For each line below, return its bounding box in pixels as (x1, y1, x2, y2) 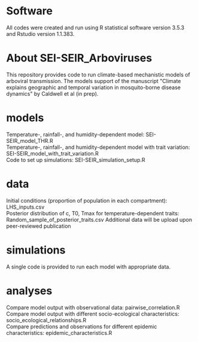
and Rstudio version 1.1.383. (6, 30, 75, 37)
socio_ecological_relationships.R (6, 316, 87, 323)
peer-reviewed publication (6, 222, 71, 230)
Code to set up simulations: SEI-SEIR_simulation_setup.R (6, 156, 145, 163)
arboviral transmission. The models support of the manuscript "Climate (6, 77, 181, 84)
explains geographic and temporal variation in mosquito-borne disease (6, 84, 181, 91)
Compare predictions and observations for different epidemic (6, 323, 157, 330)
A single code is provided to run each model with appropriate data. (6, 263, 171, 270)
